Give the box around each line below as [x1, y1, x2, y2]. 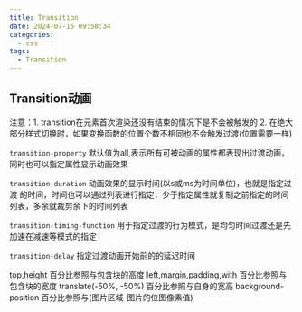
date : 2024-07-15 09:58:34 [9, 22, 111, 31]
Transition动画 [9, 91, 92, 107]
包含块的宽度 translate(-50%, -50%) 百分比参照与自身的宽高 [9, 280, 233, 291]
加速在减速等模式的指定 [9, 231, 97, 241]
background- [234, 280, 285, 291]
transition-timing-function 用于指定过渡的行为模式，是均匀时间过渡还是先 [9, 219, 292, 231]
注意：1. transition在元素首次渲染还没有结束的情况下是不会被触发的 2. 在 [9, 117, 278, 128]
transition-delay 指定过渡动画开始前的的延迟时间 [9, 250, 196, 260]
